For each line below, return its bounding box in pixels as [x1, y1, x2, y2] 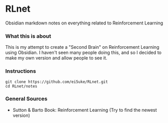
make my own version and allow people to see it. [5, 55, 108, 61]
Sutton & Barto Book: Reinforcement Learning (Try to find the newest [12, 107, 157, 113]
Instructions [5, 68, 37, 75]
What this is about [5, 33, 51, 40]
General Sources [5, 95, 47, 102]
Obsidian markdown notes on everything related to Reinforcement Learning [5, 20, 163, 26]
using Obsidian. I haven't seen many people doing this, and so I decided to [5, 49, 162, 56]
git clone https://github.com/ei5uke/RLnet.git [5, 79, 108, 84]
